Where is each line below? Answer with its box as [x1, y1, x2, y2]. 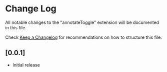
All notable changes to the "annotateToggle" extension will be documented [5, 19, 159, 25]
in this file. [5, 24, 26, 30]
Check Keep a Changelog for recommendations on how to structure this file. [5, 34, 162, 40]
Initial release [12, 62, 40, 68]
